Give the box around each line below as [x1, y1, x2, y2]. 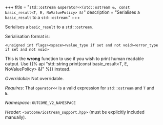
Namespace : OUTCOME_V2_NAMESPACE [5, 100, 76, 105]
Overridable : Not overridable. [5, 76, 64, 81]
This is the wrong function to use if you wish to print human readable [5, 56, 144, 62]
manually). [5, 114, 26, 120]
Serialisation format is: [5, 34, 50, 39]
